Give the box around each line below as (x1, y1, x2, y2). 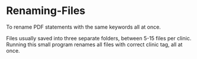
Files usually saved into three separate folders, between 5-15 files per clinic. (6, 34, 192, 41)
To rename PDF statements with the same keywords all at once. (6, 23, 161, 30)
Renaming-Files (6, 4, 86, 18)
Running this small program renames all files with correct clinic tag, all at (6, 41, 183, 48)
